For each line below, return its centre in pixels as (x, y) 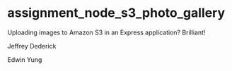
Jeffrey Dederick (32, 46)
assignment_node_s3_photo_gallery (116, 13)
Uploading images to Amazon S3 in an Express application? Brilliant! (106, 32)
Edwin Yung (25, 59)
